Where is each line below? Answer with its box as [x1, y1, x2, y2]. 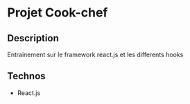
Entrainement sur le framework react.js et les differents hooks [7, 50, 184, 59]
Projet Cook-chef [7, 5, 108, 21]
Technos [7, 70, 46, 82]
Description [7, 32, 59, 44]
